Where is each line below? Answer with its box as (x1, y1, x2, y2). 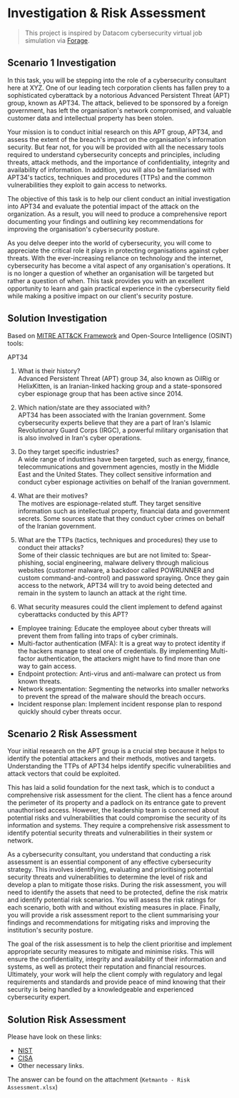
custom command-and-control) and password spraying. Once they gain (17, 573, 230, 582)
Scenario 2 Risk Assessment (7, 728, 138, 740)
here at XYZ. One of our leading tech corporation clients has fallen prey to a (7, 83, 230, 92)
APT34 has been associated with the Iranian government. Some (17, 410, 205, 419)
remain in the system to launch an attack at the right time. (17, 589, 188, 597)
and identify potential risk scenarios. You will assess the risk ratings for (7, 895, 216, 904)
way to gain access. (17, 661, 77, 670)
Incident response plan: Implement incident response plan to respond (17, 699, 223, 708)
